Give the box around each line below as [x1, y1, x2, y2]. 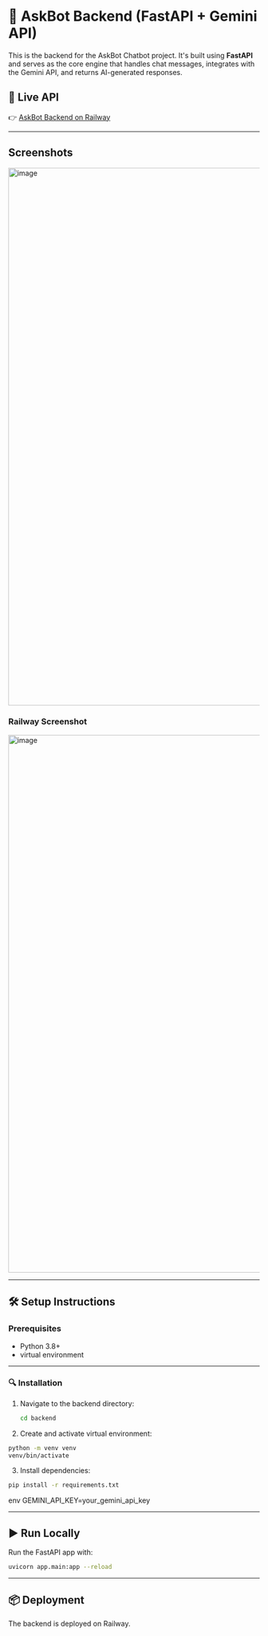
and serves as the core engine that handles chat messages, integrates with [8, 59, 255, 69]
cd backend [19, 1414, 57, 1422]
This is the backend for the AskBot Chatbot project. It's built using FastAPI [8, 50, 254, 60]
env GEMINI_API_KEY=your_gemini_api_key [8, 1496, 151, 1505]
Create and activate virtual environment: [19, 1429, 152, 1438]
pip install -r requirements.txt [8, 1481, 120, 1489]
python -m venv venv [8, 1444, 77, 1452]
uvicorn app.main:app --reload [8, 1563, 112, 1571]
